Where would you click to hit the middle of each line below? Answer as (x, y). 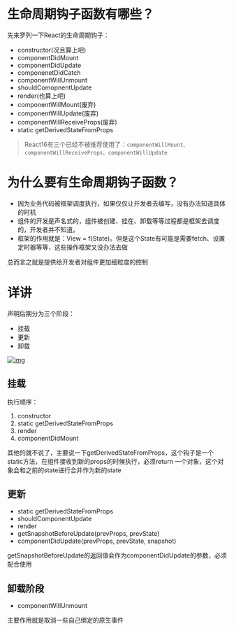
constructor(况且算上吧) (52, 50)
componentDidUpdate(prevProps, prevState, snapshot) (97, 541)
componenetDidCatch (49, 72)
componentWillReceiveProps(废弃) (67, 122)
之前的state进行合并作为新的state (74, 470)
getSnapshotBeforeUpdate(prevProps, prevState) (88, 534)
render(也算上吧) (42, 96)
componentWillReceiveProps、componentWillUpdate (96, 153)
